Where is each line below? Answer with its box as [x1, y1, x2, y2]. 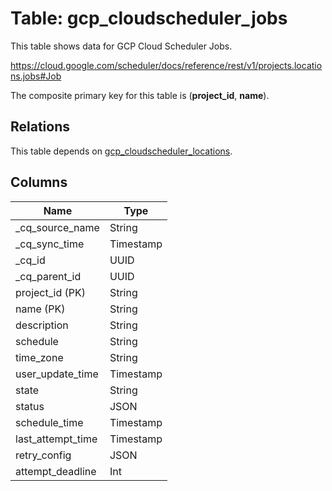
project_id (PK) [15, 285, 86, 299]
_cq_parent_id [15, 269, 82, 283]
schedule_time [15, 415, 84, 429]
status [15, 399, 45, 413]
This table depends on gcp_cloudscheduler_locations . [10, 145, 233, 157]
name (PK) [15, 302, 66, 316]
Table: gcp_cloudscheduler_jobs [10, 7, 288, 30]
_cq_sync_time [15, 237, 85, 251]
